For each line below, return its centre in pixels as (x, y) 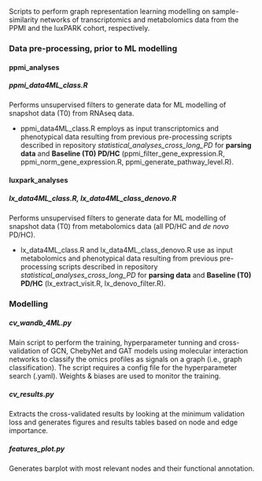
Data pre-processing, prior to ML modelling (93, 48)
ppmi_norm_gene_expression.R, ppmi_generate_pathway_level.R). (127, 162)
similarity (24, 20)
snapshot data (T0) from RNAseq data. (72, 113)
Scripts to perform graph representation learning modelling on (110, 11)
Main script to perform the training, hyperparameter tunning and (113, 342)
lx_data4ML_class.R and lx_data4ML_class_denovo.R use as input (126, 250)
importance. (29, 430)
